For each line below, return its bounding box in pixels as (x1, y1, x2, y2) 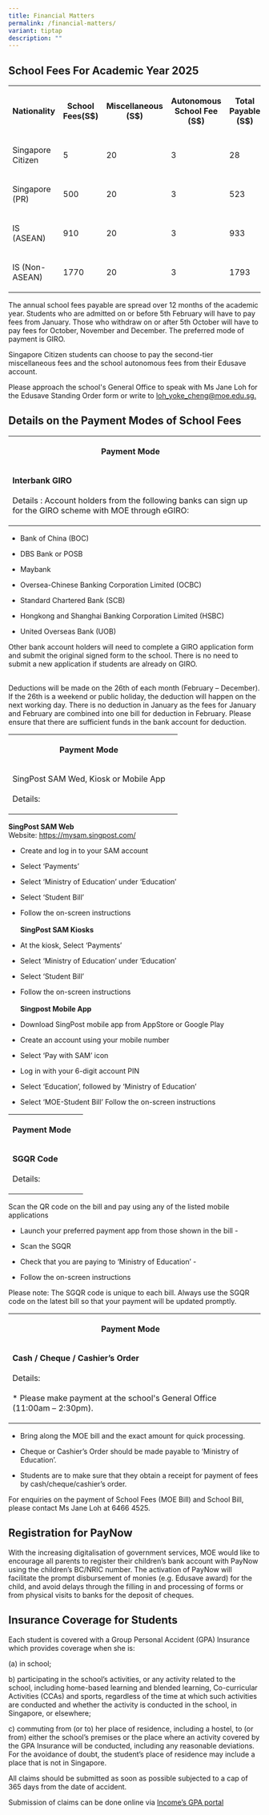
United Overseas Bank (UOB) (19, 626, 117, 636)
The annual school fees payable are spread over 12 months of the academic (8, 300, 259, 310)
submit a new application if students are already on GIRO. (8, 658, 198, 669)
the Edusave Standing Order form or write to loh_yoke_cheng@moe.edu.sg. (8, 391, 257, 400)
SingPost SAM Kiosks (19, 924, 94, 934)
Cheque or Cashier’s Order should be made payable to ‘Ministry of (19, 1447, 239, 1456)
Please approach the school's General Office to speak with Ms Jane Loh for (8, 382, 258, 392)
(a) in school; (8, 1659, 52, 1668)
